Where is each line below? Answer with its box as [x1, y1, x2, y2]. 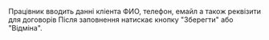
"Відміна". [8, 24, 43, 32]
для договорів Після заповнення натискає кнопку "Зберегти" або [8, 15, 234, 24]
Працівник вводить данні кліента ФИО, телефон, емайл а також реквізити [8, 7, 262, 16]
